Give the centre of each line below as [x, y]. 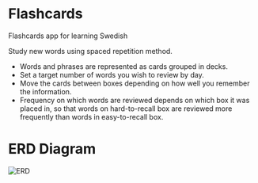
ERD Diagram [52, 149]
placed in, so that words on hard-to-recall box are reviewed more [126, 109]
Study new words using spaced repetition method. [90, 51]
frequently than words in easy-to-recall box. [91, 116]
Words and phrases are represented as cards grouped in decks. [123, 66]
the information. [46, 91]
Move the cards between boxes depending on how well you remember [135, 83]
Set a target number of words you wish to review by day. [112, 74]
